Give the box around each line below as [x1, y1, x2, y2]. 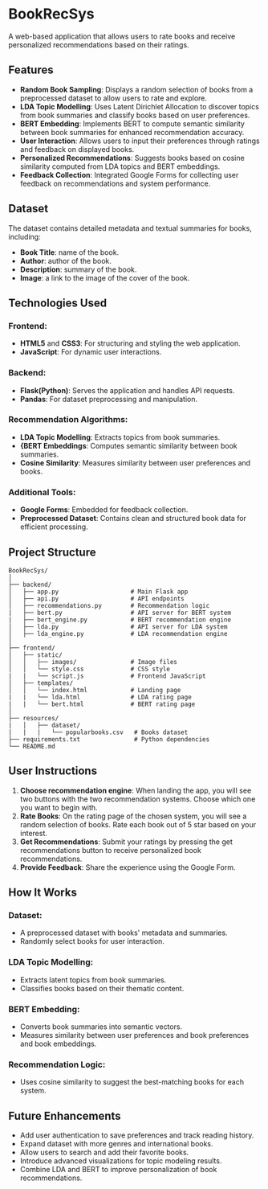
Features [8, 64, 54, 77]
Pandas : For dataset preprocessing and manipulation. [19, 394, 198, 404]
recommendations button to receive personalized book [19, 845, 202, 855]
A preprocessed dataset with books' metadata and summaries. [19, 928, 228, 937]
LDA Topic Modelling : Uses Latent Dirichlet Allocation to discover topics [19, 101, 259, 111]
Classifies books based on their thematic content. [19, 983, 185, 993]
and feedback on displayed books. [19, 144, 135, 154]
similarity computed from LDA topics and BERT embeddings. [19, 162, 221, 171]
